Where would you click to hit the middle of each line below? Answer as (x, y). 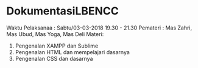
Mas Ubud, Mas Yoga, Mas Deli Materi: (55, 34)
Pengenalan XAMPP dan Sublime (57, 46)
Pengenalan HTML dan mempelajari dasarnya (72, 52)
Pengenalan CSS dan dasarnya (54, 58)
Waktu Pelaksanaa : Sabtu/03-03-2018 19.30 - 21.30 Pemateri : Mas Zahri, (99, 28)
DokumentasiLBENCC (62, 11)
